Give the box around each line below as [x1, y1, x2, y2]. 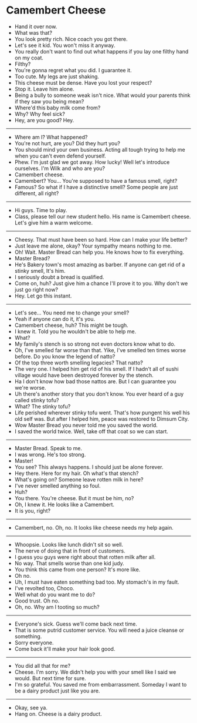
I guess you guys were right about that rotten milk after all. [14, 553, 156, 560]
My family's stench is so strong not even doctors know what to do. [14, 340, 176, 347]
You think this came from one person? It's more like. [14, 565, 141, 573]
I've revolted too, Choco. [14, 584, 74, 591]
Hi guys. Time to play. [14, 206, 67, 213]
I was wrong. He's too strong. [14, 451, 86, 458]
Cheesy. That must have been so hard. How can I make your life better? [14, 236, 188, 243]
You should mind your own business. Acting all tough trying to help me [14, 146, 186, 153]
